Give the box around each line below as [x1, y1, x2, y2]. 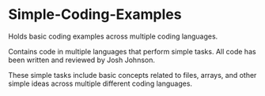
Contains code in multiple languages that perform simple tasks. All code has [8, 46, 256, 56]
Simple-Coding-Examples [8, 6, 182, 24]
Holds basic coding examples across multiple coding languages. [8, 31, 218, 41]
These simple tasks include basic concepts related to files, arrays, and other [8, 70, 257, 79]
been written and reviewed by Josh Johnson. [8, 55, 156, 65]
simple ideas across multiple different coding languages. [8, 79, 192, 88]
